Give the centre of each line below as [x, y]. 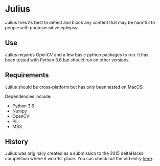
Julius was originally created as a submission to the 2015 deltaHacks [74, 153]
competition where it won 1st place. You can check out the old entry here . [79, 159]
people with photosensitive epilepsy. [42, 27]
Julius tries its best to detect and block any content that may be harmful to [80, 22]
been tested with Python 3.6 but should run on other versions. [68, 60]
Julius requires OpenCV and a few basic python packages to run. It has [77, 55]
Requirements [27, 75]
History [17, 141]
